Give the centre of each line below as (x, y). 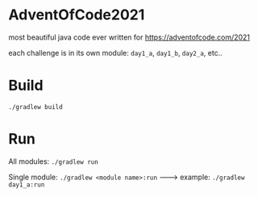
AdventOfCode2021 (77, 15)
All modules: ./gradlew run (53, 161)
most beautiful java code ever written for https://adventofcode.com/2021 (129, 37)
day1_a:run (27, 184)
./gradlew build (35, 107)
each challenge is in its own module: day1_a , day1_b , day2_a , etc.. (116, 52)
